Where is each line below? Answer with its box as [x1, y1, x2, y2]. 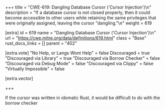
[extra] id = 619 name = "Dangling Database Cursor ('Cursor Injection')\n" [5, 30, 156, 35]
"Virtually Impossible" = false [5, 66, 65, 72]
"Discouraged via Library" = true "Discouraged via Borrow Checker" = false [5, 55, 160, 61]
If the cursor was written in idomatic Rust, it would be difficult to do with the [5, 95, 161, 101]
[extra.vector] [5, 76, 33, 81]
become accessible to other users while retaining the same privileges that [5, 15, 157, 20]
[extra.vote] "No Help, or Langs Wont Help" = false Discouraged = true [5, 50, 150, 56]
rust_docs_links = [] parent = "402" [5, 40, 77, 46]
